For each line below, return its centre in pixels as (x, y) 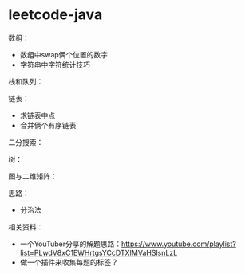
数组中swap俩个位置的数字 (64, 54)
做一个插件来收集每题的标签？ (69, 262)
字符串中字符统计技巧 (55, 65)
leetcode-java (55, 15)
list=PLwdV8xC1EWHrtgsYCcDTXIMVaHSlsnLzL (99, 252)
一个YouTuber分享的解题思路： (71, 244)
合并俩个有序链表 (48, 125)
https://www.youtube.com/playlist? (179, 244)
